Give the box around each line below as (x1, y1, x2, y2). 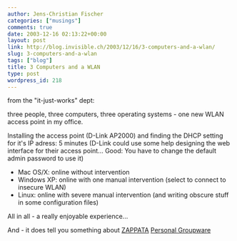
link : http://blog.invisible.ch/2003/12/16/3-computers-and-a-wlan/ (7, 43, 216, 51)
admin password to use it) (7, 154, 84, 163)
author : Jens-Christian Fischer (7, 10, 104, 18)
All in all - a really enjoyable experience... (7, 212, 128, 221)
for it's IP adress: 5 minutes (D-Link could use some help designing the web (7, 139, 231, 148)
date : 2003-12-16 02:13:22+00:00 (7, 30, 107, 38)
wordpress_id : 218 (7, 76, 62, 84)
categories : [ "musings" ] (7, 17, 81, 24)
